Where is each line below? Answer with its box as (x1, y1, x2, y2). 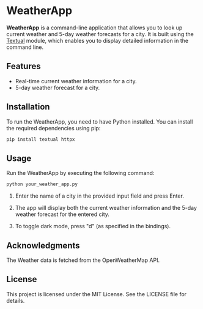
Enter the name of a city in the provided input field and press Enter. (15, 192, 185, 199)
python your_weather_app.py (6, 181, 78, 187)
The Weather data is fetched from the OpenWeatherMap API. (6, 256, 160, 264)
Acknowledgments (6, 240, 81, 251)
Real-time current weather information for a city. (15, 77, 137, 84)
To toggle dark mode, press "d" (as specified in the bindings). (15, 223, 171, 230)
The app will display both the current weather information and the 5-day (15, 204, 197, 212)
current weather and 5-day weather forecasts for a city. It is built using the (6, 30, 194, 37)
